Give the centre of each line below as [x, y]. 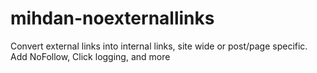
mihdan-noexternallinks [112, 18]
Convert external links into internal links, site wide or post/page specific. [159, 46]
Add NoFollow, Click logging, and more [90, 56]
